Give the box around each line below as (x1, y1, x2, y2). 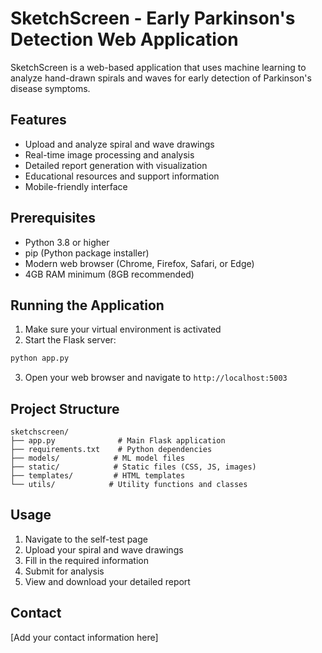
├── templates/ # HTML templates (10, 471, 186, 481)
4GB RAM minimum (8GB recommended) (24, 268, 195, 280)
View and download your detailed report (24, 575, 191, 587)
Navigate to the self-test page (24, 533, 148, 545)
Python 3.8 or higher (24, 236, 110, 248)
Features (10, 112, 67, 129)
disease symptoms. (10, 82, 91, 94)
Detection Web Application (10, 28, 239, 51)
